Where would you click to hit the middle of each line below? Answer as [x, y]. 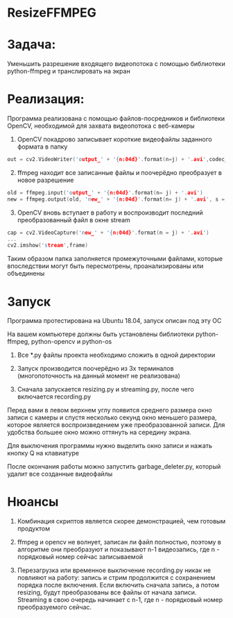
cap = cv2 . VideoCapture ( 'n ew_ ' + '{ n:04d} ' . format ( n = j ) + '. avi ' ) [108, 233]
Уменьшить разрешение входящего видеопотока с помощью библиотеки [116, 64]
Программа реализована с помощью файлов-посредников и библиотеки [116, 119]
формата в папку [42, 147]
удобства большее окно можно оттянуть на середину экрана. [100, 433]
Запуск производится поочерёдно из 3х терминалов [95, 369]
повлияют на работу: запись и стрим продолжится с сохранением [116, 578]
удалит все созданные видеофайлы [60, 474]
